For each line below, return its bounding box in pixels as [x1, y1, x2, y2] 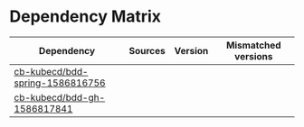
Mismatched [225, 39, 282, 51]
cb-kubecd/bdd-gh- [14, 91, 106, 104]
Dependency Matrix [9, 6, 161, 27]
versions [234, 50, 273, 62]
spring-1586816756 [14, 77, 106, 89]
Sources [128, 44, 166, 57]
